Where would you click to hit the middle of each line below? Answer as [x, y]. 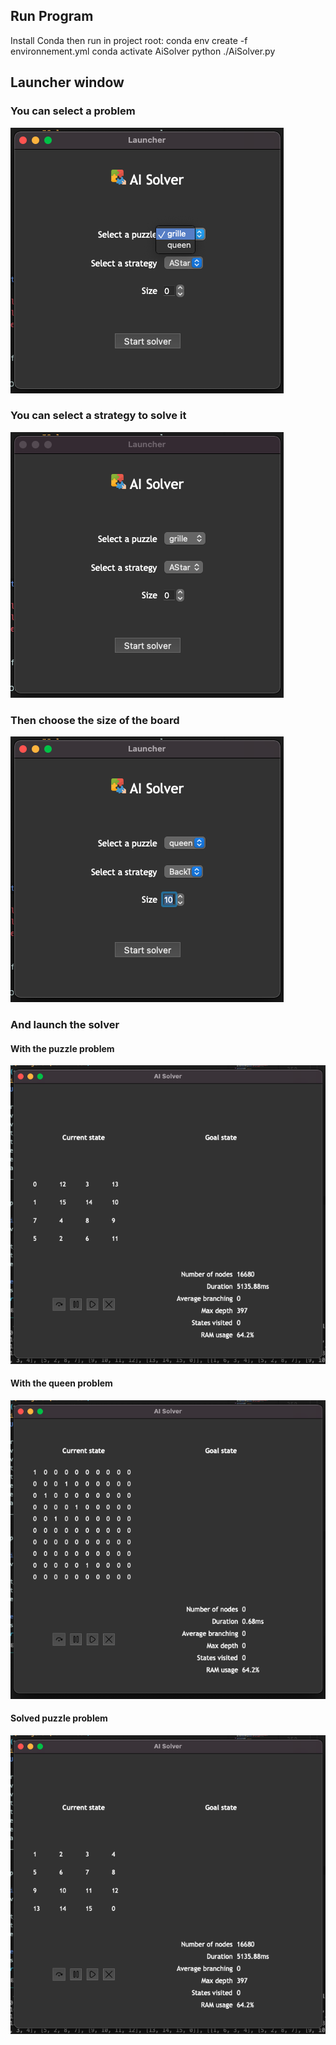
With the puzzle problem [62, 1048]
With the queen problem [61, 1383]
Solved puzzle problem [59, 1718]
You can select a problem [73, 111]
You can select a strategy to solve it [98, 416]
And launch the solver [65, 1025]
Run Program [52, 16]
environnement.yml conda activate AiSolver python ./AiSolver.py [143, 51]
